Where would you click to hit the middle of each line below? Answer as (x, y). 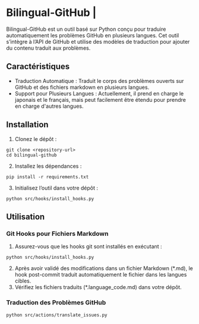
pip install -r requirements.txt (48, 177)
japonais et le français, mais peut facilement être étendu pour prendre (100, 100)
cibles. (23, 281)
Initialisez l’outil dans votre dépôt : (56, 188)
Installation (27, 125)
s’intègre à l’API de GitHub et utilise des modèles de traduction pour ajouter (98, 41)
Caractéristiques (38, 67)
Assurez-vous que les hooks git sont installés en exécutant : (88, 246)
